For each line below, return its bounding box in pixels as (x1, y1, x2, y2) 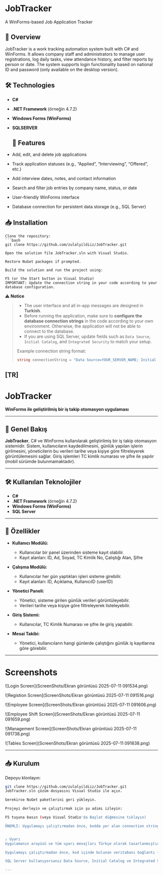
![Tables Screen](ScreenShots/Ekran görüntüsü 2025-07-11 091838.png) (5, 740, 150, 746)
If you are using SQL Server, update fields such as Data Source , (24, 333, 151, 340)
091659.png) (5, 716, 31, 722)
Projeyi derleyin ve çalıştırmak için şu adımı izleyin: (5, 806, 123, 811)
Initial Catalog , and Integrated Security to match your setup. (24, 339, 152, 345)
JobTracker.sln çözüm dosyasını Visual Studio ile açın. (5, 789, 123, 793)
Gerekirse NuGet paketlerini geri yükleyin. (5, 797, 97, 802)
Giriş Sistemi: (12, 612, 40, 618)
